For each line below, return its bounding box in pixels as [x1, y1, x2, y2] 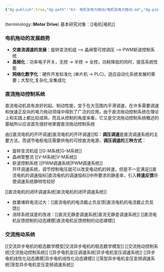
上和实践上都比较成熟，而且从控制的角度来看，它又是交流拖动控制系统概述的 [5, 115, 159, 121]
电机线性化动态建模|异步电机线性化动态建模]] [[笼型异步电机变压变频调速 [5, 255, 151, 261]
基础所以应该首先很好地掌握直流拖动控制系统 [5, 121, 95, 127]
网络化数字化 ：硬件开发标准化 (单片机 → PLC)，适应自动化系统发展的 [12, 71, 151, 77]
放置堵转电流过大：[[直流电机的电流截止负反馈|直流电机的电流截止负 [12, 199, 150, 205]
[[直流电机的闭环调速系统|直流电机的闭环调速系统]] [5, 189, 107, 195]
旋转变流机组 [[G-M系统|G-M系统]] [12, 148, 82, 154]
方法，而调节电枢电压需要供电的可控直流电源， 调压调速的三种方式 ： [9, 137, 146, 143]
